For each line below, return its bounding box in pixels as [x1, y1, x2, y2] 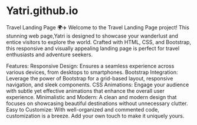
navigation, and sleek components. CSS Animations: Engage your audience [6, 81, 189, 88]
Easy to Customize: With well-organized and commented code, [6, 106, 159, 113]
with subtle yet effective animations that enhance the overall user [6, 87, 165, 94]
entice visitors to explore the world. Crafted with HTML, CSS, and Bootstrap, [6, 38, 192, 45]
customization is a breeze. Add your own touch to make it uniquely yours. [6, 112, 185, 119]
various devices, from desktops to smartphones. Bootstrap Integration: [6, 69, 178, 76]
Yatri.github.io [6, 4, 78, 18]
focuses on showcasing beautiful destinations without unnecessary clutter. [6, 100, 188, 107]
